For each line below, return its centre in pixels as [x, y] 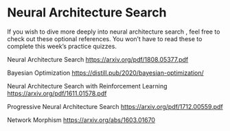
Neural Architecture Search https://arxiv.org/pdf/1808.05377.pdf [98, 59]
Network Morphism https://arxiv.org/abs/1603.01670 [81, 120]
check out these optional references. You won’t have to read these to [105, 38]
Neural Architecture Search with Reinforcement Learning [87, 86]
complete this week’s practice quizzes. [62, 46]
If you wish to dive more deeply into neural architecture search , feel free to [114, 32]
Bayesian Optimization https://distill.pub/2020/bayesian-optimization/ [105, 73]
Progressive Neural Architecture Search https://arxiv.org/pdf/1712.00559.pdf [115, 106]
